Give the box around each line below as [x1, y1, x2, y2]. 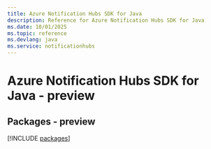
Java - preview [7, 88, 96, 104]
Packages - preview [7, 115, 96, 127]
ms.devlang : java [7, 36, 58, 43]
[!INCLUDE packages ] [7, 134, 71, 142]
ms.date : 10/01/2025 [7, 23, 68, 30]
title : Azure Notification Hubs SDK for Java [7, 10, 142, 17]
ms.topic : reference [7, 29, 68, 37]
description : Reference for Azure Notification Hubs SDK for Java [7, 17, 205, 24]
